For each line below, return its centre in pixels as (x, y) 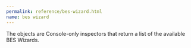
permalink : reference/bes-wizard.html (54, 11)
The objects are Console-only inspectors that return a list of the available (96, 33)
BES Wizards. (23, 40)
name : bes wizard (28, 17)
